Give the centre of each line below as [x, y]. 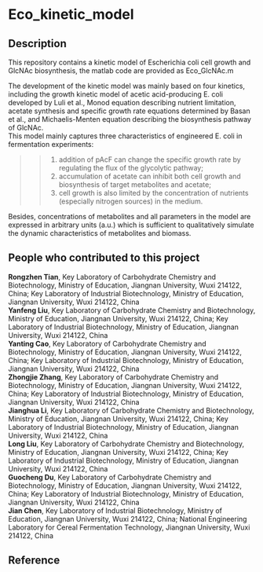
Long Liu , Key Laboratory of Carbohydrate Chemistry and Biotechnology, [126, 444]
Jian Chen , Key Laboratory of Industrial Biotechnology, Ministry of [115, 510]
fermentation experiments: [51, 144]
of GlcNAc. [26, 128]
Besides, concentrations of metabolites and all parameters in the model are [130, 216]
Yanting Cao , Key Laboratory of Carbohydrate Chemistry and [107, 343]
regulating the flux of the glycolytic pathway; [131, 168]
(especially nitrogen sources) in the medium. [131, 201]
